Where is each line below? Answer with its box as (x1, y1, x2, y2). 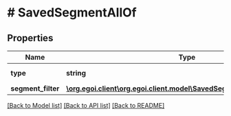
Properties (7, 32, 54, 44)
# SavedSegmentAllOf (7, 5, 137, 21)
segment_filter (10, 84, 60, 93)
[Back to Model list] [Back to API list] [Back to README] (7, 102, 165, 109)
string (66, 69, 87, 78)
